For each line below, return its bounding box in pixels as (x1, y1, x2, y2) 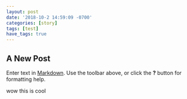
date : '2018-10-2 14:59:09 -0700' (6, 14, 93, 20)
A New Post (6, 53, 51, 64)
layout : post (6, 8, 39, 15)
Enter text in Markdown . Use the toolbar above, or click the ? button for (6, 69, 182, 76)
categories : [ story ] (6, 20, 58, 26)
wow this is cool (6, 87, 46, 94)
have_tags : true (6, 31, 47, 37)
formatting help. (6, 76, 46, 83)
